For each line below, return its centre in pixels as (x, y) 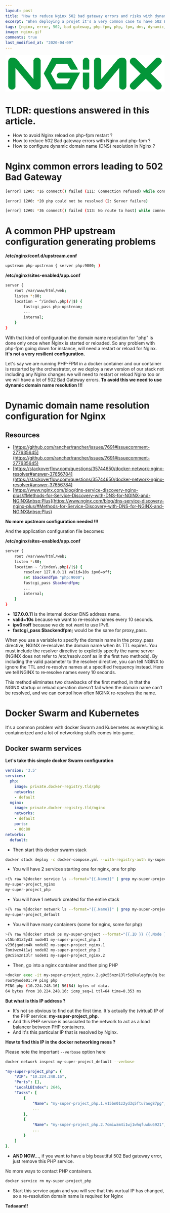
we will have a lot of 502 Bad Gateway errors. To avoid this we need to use (83, 380)
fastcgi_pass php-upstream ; (53, 307)
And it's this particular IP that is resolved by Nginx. (65, 1032)
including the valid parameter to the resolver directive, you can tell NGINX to (85, 661)
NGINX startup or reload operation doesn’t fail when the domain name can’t (84, 687)
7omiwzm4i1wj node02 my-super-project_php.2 (53, 950)
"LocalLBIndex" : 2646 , (38, 1087)
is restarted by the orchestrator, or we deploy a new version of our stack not (85, 369)
